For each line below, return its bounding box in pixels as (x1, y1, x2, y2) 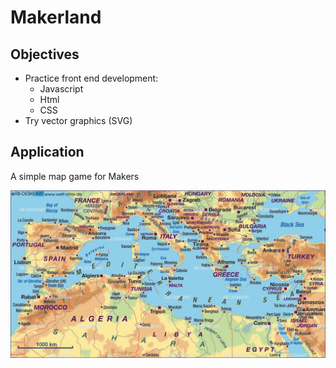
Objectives (10, 46, 80, 63)
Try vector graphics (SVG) (24, 115, 133, 126)
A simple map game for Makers (10, 170, 140, 182)
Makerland (10, 6, 102, 29)
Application (10, 144, 85, 161)
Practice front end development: (24, 72, 159, 84)
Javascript (39, 83, 84, 95)
